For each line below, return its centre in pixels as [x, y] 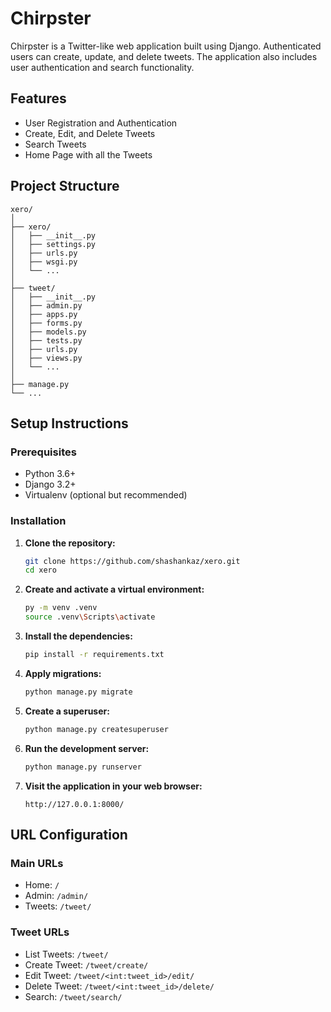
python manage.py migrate [78, 692]
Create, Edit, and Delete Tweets [90, 133]
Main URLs [37, 863]
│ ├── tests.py [46, 340]
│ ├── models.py [48, 332]
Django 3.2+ [50, 484]
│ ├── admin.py [46, 305]
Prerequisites [43, 452]
